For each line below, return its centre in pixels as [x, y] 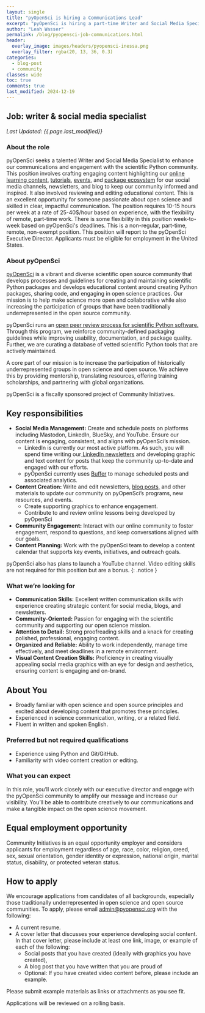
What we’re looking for [41, 586]
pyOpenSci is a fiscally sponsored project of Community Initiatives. [91, 394]
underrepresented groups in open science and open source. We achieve [97, 369]
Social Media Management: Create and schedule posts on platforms [102, 428]
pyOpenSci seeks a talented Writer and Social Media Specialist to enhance [100, 160]
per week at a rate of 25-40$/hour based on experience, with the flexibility [100, 212]
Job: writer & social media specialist [77, 117]
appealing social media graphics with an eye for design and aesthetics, [104, 664]
